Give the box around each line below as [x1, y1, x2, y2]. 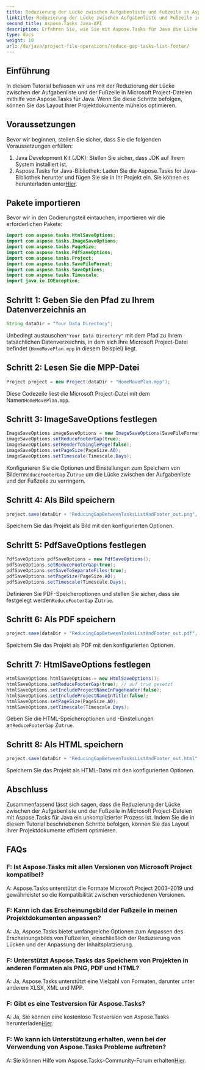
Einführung [6, 66, 50, 77]
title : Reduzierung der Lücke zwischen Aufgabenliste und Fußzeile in [6, 9, 190, 15]
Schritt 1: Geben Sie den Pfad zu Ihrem [6, 295, 155, 305]
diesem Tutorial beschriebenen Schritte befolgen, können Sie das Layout [6, 820, 189, 827]
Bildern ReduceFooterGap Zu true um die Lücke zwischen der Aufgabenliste [6, 470, 191, 478]
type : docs [6, 32, 34, 38]
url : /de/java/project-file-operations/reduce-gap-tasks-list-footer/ [6, 43, 190, 50]
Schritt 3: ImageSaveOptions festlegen [6, 414, 157, 424]
